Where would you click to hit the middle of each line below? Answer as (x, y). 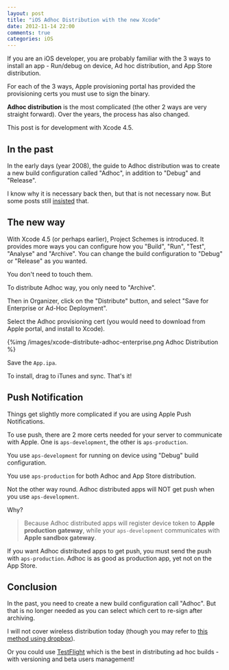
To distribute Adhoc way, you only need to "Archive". (82, 287)
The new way (36, 223)
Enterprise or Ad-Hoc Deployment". (57, 308)
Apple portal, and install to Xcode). (56, 328)
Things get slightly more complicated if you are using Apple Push (99, 414)
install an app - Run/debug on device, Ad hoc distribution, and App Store (110, 66)
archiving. (21, 618)
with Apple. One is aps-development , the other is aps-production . (98, 442)
